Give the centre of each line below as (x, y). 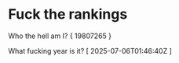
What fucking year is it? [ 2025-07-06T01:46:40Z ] (90, 51)
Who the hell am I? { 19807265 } (60, 36)
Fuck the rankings (68, 14)
